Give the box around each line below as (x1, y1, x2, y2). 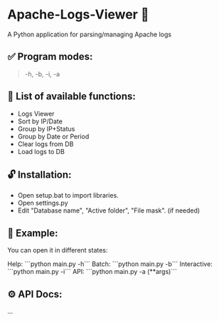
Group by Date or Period (17, 132, 90, 141)
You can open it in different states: (7, 246, 108, 255)
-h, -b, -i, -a (24, 69, 60, 78)
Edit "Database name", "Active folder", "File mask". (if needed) (17, 206, 201, 215)
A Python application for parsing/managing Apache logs (7, 30, 172, 39)
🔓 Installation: (7, 168, 72, 180)
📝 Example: (7, 227, 58, 239)
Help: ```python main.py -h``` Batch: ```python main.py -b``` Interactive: (7, 260, 213, 268)
